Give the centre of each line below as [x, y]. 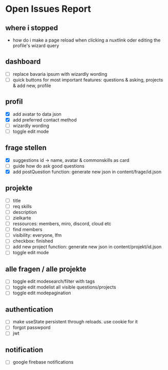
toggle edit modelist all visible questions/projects [64, 287]
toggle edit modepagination [42, 293]
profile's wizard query [36, 46]
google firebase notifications [43, 362]
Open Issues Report [48, 9]
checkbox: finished [33, 241]
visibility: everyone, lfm [37, 235]
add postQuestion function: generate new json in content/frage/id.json [87, 172]
